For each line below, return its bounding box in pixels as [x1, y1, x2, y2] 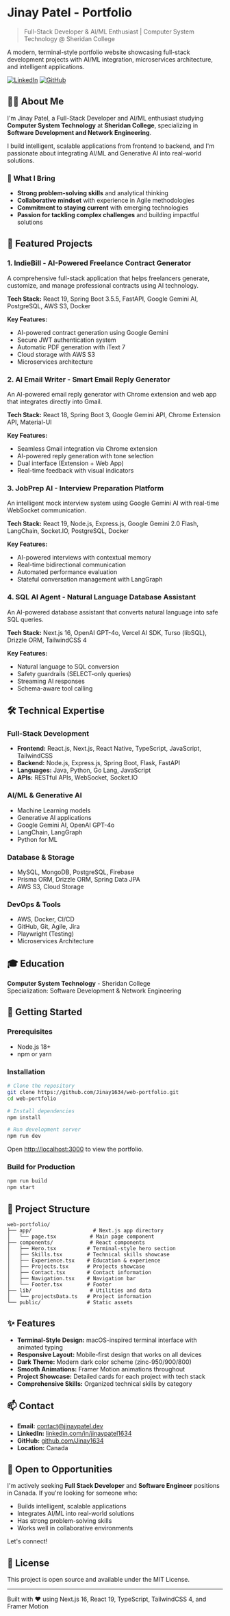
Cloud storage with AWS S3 [16, 350, 96, 358]
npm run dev [7, 1132, 41, 1140]
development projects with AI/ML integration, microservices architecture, [7, 55, 214, 63]
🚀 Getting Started [7, 1006, 83, 1018]
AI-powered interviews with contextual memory [16, 554, 152, 562]
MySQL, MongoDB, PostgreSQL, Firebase [16, 868, 135, 876]
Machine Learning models [16, 806, 91, 815]
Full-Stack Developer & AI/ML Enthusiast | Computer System [23, 27, 195, 36]
